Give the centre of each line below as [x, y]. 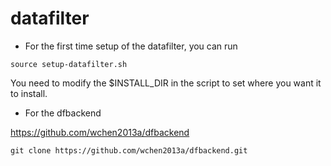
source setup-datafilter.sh [69, 64]
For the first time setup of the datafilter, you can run [131, 46]
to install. [29, 93]
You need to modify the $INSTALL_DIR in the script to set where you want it [166, 83]
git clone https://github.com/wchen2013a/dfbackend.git [129, 150]
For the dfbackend [63, 113]
